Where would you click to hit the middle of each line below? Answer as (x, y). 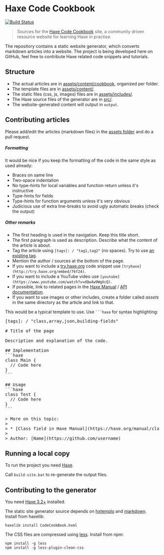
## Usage (15, 384)
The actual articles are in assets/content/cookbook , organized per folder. (85, 84)
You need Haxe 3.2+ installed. (35, 502)
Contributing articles (37, 120)
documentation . (28, 292)
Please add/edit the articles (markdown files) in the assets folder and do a (79, 131)
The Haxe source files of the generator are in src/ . (62, 99)
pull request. (18, 137)
